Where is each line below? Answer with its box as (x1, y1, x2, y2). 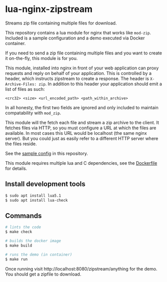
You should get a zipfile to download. (5, 271, 81, 277)
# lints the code (5, 225, 41, 230)
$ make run (5, 257, 28, 262)
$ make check (5, 230, 32, 235)
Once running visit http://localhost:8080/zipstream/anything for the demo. (5, 266, 158, 272)
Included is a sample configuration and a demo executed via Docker (5, 35, 145, 41)
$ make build (5, 243, 32, 248)
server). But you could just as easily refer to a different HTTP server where (5, 135, 159, 141)
